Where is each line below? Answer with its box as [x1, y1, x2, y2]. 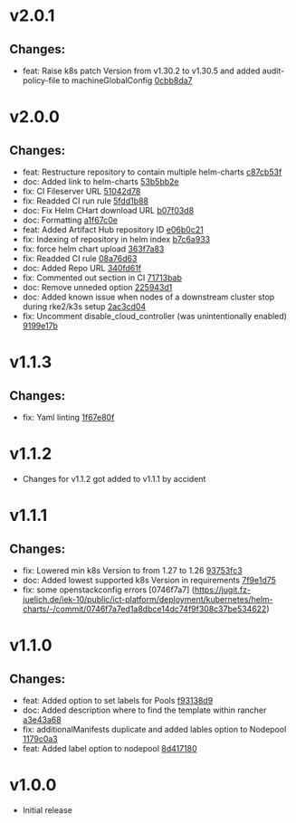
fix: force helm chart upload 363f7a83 [22, 243, 165, 254]
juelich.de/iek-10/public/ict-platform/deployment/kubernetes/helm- [22, 593, 273, 604]
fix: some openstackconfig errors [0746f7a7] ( [22, 584, 196, 595]
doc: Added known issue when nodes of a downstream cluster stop [22, 291, 275, 302]
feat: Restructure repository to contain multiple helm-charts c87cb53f [22, 166, 282, 177]
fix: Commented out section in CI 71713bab [22, 272, 183, 283]
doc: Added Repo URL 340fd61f [22, 263, 142, 273]
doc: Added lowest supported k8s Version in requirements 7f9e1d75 [22, 574, 276, 585]
